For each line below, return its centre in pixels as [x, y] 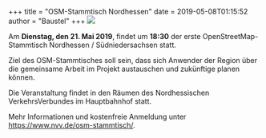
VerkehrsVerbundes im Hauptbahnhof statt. [80, 101]
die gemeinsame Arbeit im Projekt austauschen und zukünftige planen [124, 69]
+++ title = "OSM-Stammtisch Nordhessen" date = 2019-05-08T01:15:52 [128, 12]
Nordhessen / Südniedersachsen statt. [113, 45]
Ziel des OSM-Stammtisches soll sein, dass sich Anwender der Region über [133, 60]
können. [22, 77]
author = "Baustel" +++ [47, 21]
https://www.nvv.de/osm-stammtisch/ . [72, 125]
